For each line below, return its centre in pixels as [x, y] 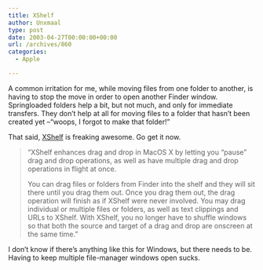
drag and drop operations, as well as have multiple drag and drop [133, 160]
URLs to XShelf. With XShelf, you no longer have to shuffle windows [137, 217]
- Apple [28, 60]
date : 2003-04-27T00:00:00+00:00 [63, 37]
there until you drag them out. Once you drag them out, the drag [131, 192]
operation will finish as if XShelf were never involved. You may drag [136, 200]
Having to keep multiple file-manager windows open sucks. [104, 257]
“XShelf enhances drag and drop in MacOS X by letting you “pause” [137, 152]
